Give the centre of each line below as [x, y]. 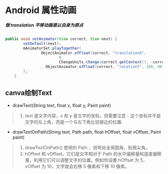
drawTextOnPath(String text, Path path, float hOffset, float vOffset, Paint [86, 132]
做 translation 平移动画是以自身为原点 [44, 25]
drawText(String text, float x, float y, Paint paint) [62, 105]
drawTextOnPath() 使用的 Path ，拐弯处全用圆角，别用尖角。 [87, 147]
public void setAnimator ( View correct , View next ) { [61, 39]
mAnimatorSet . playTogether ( [52, 48]
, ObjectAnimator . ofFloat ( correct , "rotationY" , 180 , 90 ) [102, 67]
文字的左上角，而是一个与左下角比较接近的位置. [74, 122]
